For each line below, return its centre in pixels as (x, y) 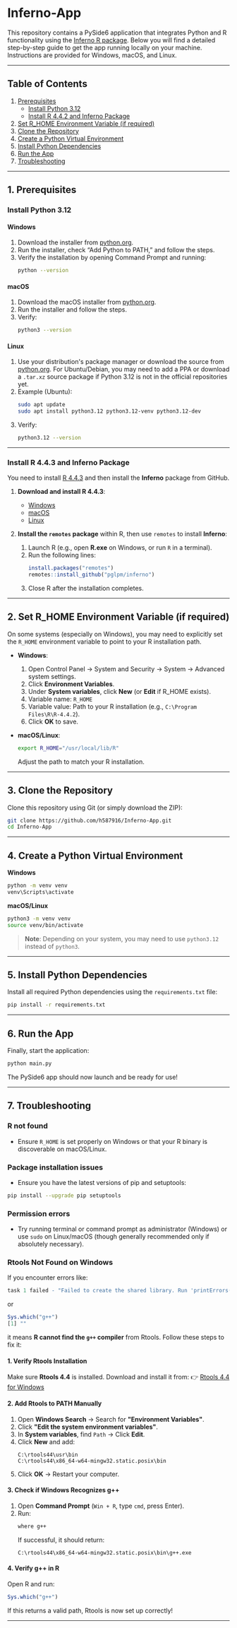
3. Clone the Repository (60, 790)
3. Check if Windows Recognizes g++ (63, 1490)
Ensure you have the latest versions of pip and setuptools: (102, 1183)
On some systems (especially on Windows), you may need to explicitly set (115, 634)
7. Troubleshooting (49, 1106)
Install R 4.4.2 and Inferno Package (79, 116)
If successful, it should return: (61, 1540)
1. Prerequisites (42, 190)
